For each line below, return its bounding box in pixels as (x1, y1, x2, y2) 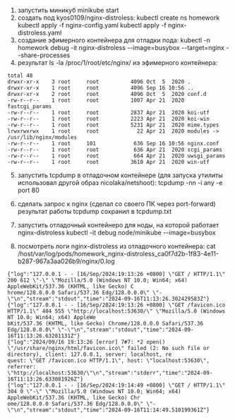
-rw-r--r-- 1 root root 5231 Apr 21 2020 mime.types (7, 121, 219, 128)
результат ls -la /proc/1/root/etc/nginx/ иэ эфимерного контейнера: (17, 59, 218, 66)
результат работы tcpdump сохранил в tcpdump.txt (17, 208, 172, 215)
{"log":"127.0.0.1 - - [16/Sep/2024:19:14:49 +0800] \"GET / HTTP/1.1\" (7, 382, 226, 389)
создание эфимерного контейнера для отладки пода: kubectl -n (17, 36, 210, 44)
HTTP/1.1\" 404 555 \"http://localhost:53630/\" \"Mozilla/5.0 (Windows (7, 308, 226, 315)
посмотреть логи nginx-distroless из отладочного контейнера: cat (17, 242, 216, 250)
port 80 (17, 186, 40, 194)
